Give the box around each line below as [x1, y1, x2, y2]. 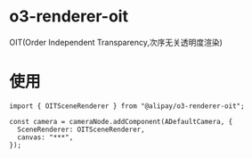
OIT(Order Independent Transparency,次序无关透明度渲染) [9, 37, 223, 47]
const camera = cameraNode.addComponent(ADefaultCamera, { [9, 117, 233, 126]
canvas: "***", [17, 132, 74, 142]
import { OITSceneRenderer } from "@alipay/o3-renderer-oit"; [9, 101, 245, 111]
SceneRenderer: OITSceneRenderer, [17, 125, 145, 134]
